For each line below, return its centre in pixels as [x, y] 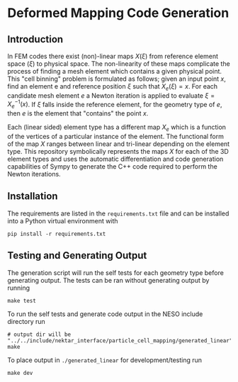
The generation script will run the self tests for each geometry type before [116, 273]
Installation [33, 196]
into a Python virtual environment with [63, 220]
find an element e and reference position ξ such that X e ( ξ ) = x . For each [113, 87]
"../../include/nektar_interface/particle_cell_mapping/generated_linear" [120, 341]
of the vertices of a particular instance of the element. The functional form [116, 137]
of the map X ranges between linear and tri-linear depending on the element [119, 144]
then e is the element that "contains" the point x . [78, 113]
